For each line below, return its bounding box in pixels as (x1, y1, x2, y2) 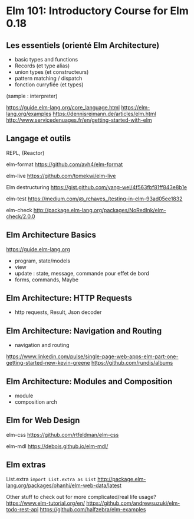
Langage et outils (6, 134, 71, 144)
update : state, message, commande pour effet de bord (14, 270, 149, 277)
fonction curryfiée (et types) (14, 81, 84, 88)
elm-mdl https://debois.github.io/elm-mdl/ (6, 442, 108, 450)
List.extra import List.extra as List (6, 475, 96, 482)
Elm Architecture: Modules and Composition (6, 377, 173, 387)
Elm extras (6, 460, 46, 470)
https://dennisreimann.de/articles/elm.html (52, 111, 156, 117)
